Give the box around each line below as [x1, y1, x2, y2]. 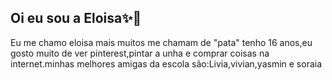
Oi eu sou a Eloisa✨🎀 [10, 10, 142, 27]
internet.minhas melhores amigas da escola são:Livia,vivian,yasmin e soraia [10, 57, 323, 70]
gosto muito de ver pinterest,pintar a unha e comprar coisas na [10, 47, 270, 59]
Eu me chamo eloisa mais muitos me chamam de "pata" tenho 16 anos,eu [10, 36, 313, 48]
